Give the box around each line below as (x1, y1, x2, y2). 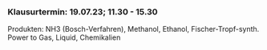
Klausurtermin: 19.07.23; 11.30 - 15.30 (7, 6, 158, 17)
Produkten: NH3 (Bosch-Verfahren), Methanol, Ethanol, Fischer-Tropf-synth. (7, 25, 260, 34)
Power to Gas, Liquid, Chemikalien (7, 33, 121, 42)
